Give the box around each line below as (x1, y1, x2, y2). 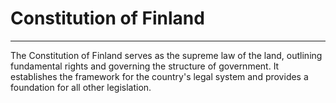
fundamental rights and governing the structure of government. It (10, 60, 280, 72)
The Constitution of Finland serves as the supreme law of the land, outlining (10, 49, 323, 61)
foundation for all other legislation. (10, 81, 152, 93)
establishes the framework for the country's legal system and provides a (10, 70, 309, 82)
